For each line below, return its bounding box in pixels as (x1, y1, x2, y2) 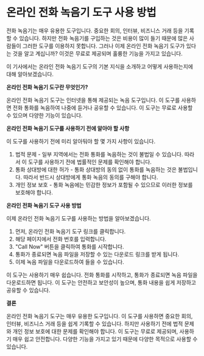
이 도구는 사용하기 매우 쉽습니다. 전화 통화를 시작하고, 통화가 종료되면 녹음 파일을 (6, 271, 198, 278)
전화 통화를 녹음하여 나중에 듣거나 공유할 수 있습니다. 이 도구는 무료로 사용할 (12, 104, 193, 111)
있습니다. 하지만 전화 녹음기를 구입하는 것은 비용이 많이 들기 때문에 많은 (19, 34, 188, 42)
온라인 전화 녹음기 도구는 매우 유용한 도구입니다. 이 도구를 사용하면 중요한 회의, (6, 312, 193, 319)
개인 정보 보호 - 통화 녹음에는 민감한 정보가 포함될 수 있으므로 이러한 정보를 (15, 181, 193, 188)
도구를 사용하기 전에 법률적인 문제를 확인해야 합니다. (28, 158, 152, 165)
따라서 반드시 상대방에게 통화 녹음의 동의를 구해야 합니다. (23, 173, 158, 181)
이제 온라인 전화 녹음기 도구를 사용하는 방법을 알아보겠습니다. (6, 214, 151, 222)
